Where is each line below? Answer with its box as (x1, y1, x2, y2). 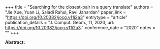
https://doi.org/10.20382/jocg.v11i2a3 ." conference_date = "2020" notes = (5, 25, 156, 31)
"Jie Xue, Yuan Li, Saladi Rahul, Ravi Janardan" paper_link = (5, 9, 127, 15)
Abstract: (5, 39, 25, 45)
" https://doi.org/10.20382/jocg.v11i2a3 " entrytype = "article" (5, 15, 128, 20)
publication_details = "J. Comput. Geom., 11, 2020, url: (5, 19, 114, 25)
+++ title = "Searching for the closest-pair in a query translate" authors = (5, 4, 154, 10)
